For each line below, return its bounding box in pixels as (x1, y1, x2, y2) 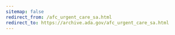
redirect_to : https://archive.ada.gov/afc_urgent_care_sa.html (5, 20, 170, 26)
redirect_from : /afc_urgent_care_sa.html (5, 14, 112, 20)
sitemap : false (5, 8, 44, 15)
